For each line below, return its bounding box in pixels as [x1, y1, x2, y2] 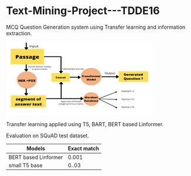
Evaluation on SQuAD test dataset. [6, 132, 90, 139]
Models [26, 145, 46, 152]
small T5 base [8, 161, 43, 168]
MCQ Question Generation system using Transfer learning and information [6, 23, 186, 31]
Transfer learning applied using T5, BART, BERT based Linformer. [6, 120, 164, 127]
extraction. [6, 29, 32, 36]
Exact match [67, 145, 100, 152]
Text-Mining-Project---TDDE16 [6, 4, 160, 18]
